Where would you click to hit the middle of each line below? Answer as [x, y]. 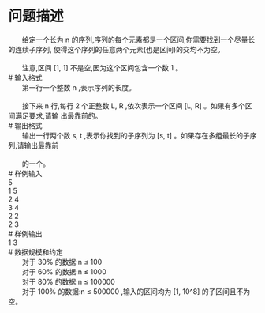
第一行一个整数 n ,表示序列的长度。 [79, 87]
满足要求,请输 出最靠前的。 [58, 115]
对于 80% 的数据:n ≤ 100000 [69, 281]
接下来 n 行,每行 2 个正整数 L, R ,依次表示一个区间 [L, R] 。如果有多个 [134, 106]
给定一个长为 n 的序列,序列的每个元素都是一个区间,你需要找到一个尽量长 [138, 40]
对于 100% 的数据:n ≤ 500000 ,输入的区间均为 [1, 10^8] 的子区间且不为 [136, 291]
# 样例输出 [25, 233]
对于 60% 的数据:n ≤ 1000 [64, 272]
